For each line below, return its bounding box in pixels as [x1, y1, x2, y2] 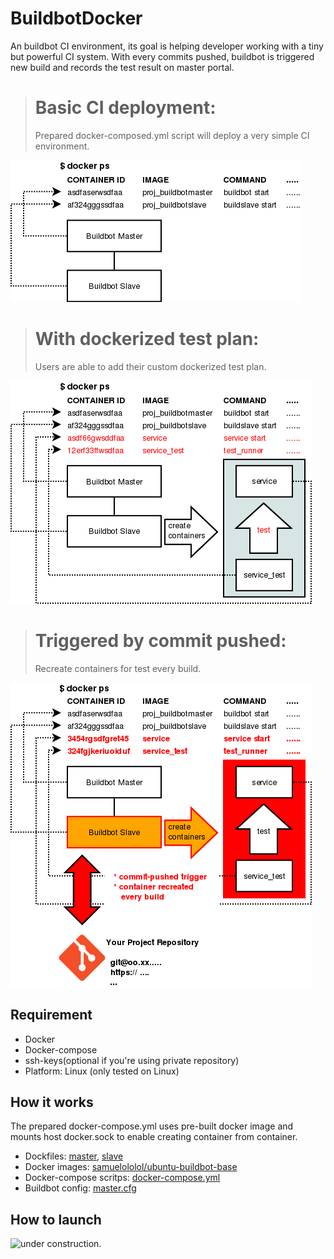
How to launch [10, 1211, 102, 1228]
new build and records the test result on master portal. [10, 61, 235, 73]
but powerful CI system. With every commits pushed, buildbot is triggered [10, 50, 315, 62]
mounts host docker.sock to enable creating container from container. [10, 1131, 298, 1143]
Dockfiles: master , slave [24, 1150, 124, 1162]
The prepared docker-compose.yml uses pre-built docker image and [10, 1120, 294, 1132]
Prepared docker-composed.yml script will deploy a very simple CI [34, 129, 310, 141]
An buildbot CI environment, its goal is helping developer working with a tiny [10, 40, 324, 52]
